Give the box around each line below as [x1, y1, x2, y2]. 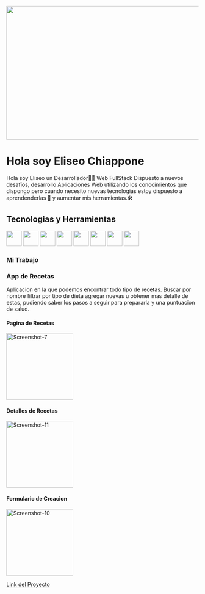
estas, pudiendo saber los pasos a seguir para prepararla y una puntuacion [6, 299, 195, 306]
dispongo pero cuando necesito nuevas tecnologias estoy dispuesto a [6, 187, 183, 195]
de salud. [6, 305, 30, 313]
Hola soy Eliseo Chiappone [6, 154, 145, 168]
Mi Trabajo [6, 255, 38, 264]
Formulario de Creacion [6, 494, 68, 502]
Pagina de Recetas [6, 319, 55, 327]
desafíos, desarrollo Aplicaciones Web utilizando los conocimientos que [6, 181, 187, 188]
